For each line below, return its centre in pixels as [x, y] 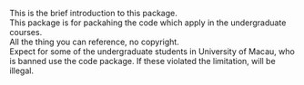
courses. [26, 32]
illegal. [22, 71]
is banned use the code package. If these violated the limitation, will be [142, 61]
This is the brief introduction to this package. [93, 13]
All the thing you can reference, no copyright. [94, 42]
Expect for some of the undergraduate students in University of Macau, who [152, 52]
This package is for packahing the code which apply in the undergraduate [148, 23]
